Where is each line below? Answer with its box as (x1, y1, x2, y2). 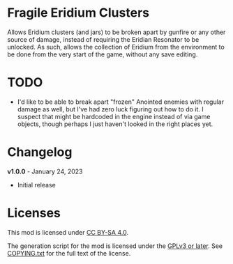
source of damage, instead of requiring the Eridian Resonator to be (7, 35, 200, 43)
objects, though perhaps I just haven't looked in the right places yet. (17, 120, 213, 128)
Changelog (7, 144, 73, 160)
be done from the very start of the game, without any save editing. (7, 50, 198, 59)
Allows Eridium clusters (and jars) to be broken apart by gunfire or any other (7, 28, 226, 36)
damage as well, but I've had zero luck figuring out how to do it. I (17, 104, 204, 113)
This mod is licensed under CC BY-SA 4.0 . (7, 228, 129, 236)
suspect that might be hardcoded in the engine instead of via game (17, 112, 211, 121)
